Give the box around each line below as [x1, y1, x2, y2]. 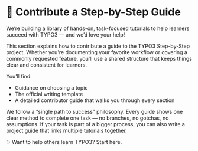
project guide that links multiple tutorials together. [6, 127, 127, 134]
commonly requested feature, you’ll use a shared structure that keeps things [6, 55, 193, 62]
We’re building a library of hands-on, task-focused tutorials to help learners [6, 25, 190, 32]
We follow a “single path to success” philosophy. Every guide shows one [6, 108, 183, 115]
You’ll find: [6, 73, 33, 80]
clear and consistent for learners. [6, 61, 87, 68]
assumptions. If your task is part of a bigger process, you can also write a [6, 120, 185, 127]
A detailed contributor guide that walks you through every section [14, 97, 175, 104]
